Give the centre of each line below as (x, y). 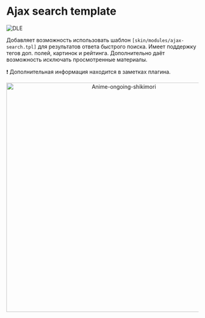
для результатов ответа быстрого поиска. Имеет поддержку (117, 46)
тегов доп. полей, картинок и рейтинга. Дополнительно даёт (86, 53)
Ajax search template (62, 11)
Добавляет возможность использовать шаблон (69, 40)
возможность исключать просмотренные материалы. (77, 59)
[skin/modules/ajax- (158, 40)
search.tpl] (21, 47)
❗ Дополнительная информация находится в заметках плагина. (88, 72)
